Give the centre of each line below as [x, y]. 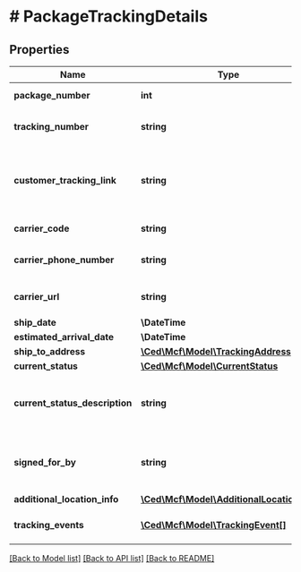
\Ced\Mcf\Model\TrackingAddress [215, 351]
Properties [39, 50]
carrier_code [42, 228]
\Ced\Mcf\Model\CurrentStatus [209, 366]
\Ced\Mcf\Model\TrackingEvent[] [213, 525]
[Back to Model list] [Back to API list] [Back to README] [112, 558]
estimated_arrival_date [64, 337]
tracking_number [52, 127]
